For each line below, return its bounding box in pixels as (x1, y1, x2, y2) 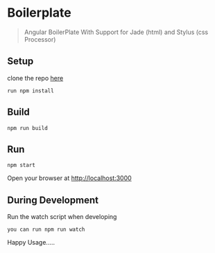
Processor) (24, 35, 56, 43)
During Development (7, 194, 99, 206)
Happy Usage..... (7, 238, 55, 247)
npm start (7, 162, 36, 169)
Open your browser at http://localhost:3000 (7, 174, 132, 182)
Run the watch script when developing (7, 213, 117, 221)
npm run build (7, 124, 49, 131)
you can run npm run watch (7, 226, 85, 234)
